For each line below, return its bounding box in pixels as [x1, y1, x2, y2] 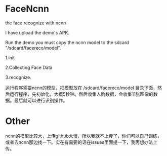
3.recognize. [5, 74, 31, 80]
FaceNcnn [5, 3, 50, 15]
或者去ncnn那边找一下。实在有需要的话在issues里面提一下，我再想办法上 [5, 139, 158, 145]
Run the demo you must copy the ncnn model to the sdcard [5, 39, 129, 46]
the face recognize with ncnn [5, 20, 66, 26]
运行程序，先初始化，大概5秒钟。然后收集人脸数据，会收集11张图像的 [9, 91, 153, 97]
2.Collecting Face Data [5, 64, 53, 70]
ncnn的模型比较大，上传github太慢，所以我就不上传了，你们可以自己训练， [5, 133, 162, 139]
